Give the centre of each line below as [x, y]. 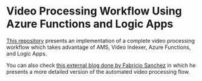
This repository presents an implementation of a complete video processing [101, 40]
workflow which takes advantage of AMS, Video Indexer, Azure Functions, [99, 47]
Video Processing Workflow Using [94, 11]
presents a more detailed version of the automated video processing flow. [98, 71]
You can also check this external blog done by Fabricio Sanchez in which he [101, 65]
